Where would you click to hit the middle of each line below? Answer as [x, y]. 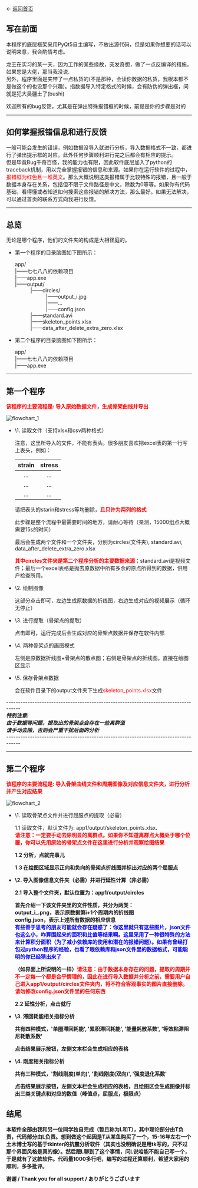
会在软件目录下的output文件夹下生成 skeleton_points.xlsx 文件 [88, 691]
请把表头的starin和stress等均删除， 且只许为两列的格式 [80, 510]
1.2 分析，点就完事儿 [39, 855]
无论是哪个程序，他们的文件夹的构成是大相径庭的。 [68, 240]
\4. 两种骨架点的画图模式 [44, 646]
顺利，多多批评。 [27, 1166]
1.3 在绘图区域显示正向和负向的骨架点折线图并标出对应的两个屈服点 [96, 867]
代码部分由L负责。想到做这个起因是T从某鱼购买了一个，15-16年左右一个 [104, 1137]
